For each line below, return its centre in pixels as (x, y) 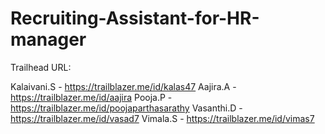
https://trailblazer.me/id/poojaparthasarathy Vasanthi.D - (126, 108)
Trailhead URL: (41, 67)
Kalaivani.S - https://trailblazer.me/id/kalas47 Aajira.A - (123, 86)
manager (48, 39)
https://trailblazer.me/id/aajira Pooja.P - (91, 97)
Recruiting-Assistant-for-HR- (135, 18)
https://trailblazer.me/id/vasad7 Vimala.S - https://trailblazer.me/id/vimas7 (162, 118)
